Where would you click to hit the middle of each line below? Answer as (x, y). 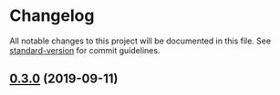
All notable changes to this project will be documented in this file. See (140, 41)
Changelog (52, 16)
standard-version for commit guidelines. (85, 50)
